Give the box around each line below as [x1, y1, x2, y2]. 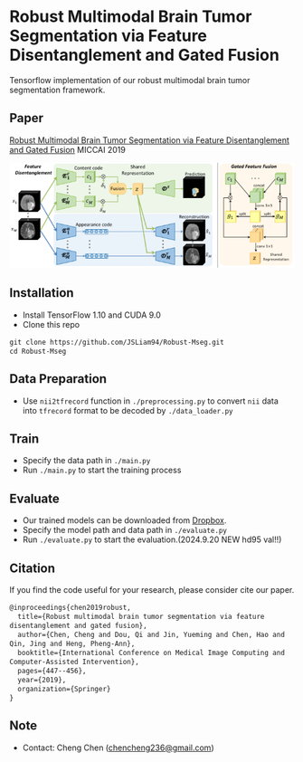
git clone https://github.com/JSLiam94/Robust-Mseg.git [9, 338, 224, 347]
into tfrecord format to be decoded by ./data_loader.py [22, 405, 233, 415]
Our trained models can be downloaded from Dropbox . [22, 515, 227, 526]
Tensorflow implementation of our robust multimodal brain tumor [9, 74, 251, 85]
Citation [9, 560, 56, 576]
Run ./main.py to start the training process [22, 464, 182, 476]
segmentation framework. [9, 84, 106, 95]
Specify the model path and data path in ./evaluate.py [22, 525, 228, 536]
